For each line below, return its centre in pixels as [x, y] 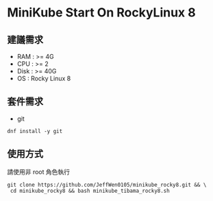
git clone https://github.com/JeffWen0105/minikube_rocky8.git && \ [107, 185]
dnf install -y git [35, 131]
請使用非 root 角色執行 [39, 172]
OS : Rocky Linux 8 [44, 78]
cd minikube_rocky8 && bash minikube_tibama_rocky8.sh [90, 191]
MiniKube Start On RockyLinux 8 [102, 13]
